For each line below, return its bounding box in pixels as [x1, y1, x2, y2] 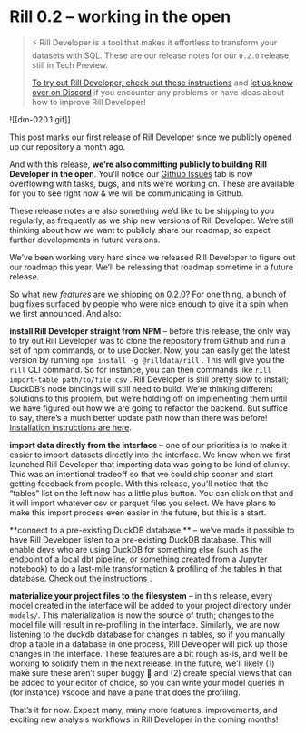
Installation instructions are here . [9, 422, 132, 433]
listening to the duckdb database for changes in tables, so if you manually [9, 629, 286, 640]
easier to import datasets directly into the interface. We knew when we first [9, 449, 290, 460]
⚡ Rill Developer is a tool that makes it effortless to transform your [31, 36, 278, 47]
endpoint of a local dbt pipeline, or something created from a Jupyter [9, 553, 268, 564]
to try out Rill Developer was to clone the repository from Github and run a [9, 335, 286, 346]
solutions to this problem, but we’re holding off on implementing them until [9, 393, 288, 404]
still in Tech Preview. [31, 59, 109, 70]
